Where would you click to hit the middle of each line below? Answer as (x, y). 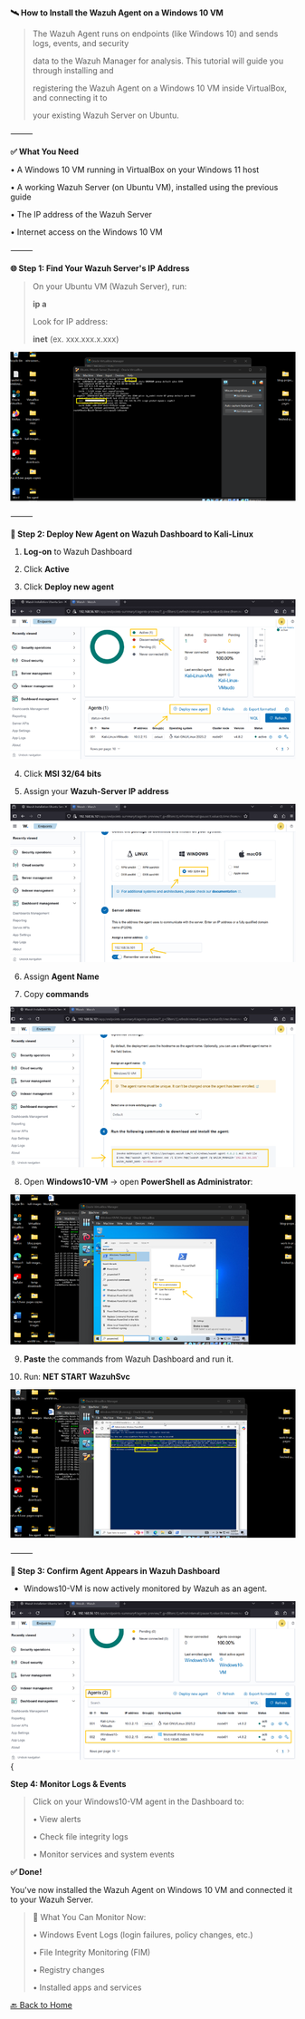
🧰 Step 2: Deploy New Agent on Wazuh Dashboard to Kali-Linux (132, 534)
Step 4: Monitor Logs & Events (68, 1783)
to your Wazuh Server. (52, 1899)
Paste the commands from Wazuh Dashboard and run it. (129, 1359)
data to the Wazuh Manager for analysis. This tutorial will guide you (158, 61)
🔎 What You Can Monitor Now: (89, 1917)
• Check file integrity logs (81, 1836)
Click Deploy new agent (68, 587)
